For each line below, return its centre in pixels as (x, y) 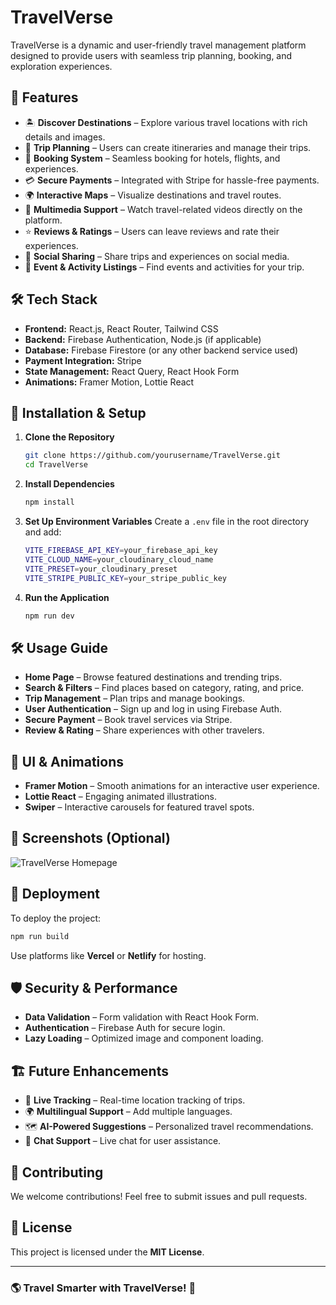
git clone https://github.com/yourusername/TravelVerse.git (152, 456)
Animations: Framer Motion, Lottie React (109, 382)
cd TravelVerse (56, 465)
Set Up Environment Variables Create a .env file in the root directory (167, 521)
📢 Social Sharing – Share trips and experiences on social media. (157, 256)
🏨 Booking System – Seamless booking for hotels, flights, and (152, 158)
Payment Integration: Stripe (83, 360)
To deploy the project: (56, 918)
